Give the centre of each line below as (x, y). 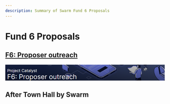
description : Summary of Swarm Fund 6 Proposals (57, 11)
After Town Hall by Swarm (47, 95)
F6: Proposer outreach (41, 55)
